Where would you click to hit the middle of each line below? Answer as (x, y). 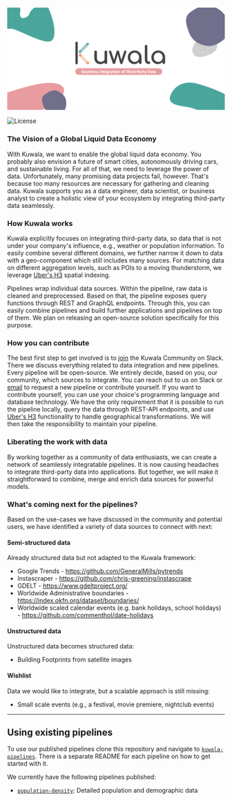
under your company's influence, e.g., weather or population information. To (116, 246)
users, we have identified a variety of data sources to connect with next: (110, 526)
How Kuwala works (40, 223)
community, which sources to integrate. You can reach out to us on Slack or (115, 380)
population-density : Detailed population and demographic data (107, 791)
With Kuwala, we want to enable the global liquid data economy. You (104, 154)
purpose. (20, 325)
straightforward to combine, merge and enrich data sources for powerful (110, 479)
